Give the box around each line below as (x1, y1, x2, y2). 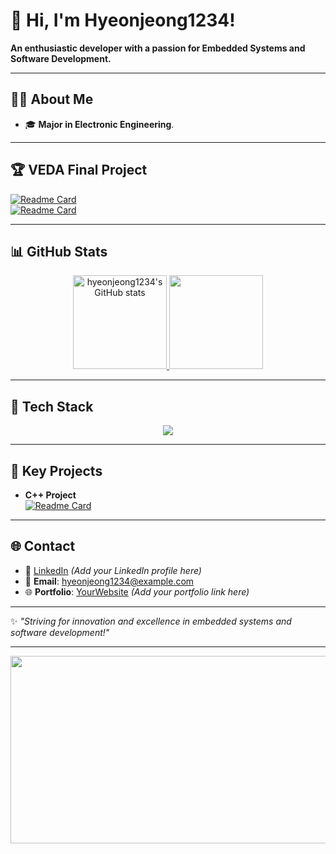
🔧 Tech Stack (10, 398, 94, 415)
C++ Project (24, 489, 77, 501)
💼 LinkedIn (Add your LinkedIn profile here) (24, 564, 202, 576)
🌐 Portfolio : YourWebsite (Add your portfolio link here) (24, 585, 250, 598)
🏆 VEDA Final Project (10, 162, 148, 179)
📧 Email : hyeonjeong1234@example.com (24, 575, 195, 587)
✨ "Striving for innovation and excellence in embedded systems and (10, 615, 292, 627)
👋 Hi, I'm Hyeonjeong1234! (10, 9, 236, 32)
